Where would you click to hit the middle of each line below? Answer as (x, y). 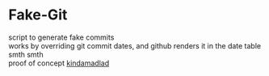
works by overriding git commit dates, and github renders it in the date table (134, 45)
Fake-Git (38, 15)
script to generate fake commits (61, 37)
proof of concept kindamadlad (59, 63)
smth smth (26, 54)
